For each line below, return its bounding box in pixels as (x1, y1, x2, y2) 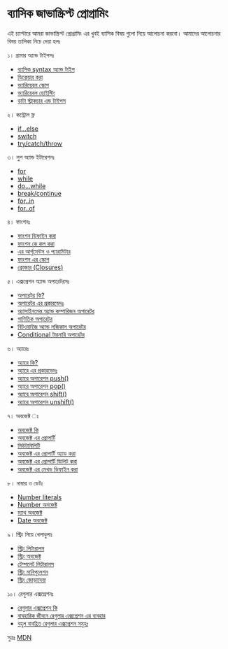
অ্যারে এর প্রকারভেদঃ (17, 366, 58, 374)
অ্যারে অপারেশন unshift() (17, 397, 75, 406)
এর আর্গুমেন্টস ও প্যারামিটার (17, 247, 71, 255)
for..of (17, 204, 36, 212)
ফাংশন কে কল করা (17, 239, 55, 248)
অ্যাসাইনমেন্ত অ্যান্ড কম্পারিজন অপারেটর (17, 306, 94, 315)
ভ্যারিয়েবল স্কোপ (17, 80, 50, 89)
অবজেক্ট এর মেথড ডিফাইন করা (17, 464, 78, 473)
